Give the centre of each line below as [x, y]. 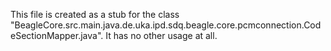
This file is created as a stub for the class [95, 14]
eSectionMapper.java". [57, 35]
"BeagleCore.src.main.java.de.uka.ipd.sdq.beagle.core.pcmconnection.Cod [166, 25]
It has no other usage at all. [161, 35]
